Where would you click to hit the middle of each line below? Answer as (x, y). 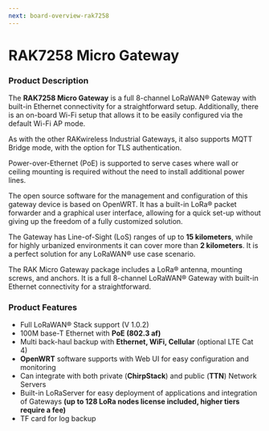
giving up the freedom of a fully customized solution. (96, 222)
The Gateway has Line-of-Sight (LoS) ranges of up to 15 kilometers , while (131, 237)
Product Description (49, 80)
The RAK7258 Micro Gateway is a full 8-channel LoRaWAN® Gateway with (132, 98)
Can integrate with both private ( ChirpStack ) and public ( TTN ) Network (138, 376)
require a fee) (43, 410)
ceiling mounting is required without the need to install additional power (126, 172)
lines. (17, 181)
